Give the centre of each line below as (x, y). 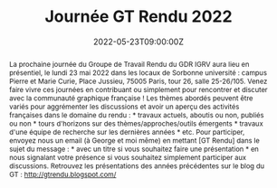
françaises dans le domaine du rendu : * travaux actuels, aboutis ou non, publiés (136, 115)
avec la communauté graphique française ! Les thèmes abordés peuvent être (131, 98)
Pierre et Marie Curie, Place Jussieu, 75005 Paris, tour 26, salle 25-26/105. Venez (138, 81)
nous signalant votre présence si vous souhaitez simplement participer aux (128, 157)
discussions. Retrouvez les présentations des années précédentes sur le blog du (137, 166)
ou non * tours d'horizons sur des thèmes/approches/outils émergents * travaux (136, 123)
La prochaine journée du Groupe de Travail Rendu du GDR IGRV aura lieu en (129, 64)
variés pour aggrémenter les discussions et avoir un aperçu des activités (124, 106)
